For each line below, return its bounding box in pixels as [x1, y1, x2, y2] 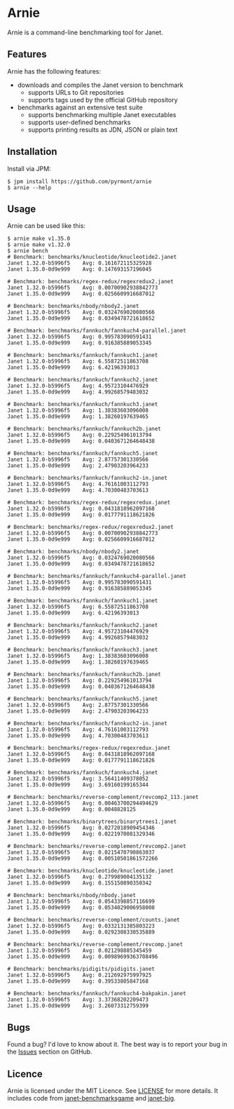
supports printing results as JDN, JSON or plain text [27, 125, 178, 134]
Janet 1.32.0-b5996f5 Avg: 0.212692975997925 [7, 972, 152, 979]
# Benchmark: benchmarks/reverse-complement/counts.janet [7, 917, 180, 924]
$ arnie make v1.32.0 [7, 241, 71, 248]
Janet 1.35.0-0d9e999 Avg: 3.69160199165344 [7, 781, 149, 788]
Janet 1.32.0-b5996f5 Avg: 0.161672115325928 [7, 260, 152, 267]
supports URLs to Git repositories [27, 88, 124, 96]
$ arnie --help [7, 184, 52, 191]
